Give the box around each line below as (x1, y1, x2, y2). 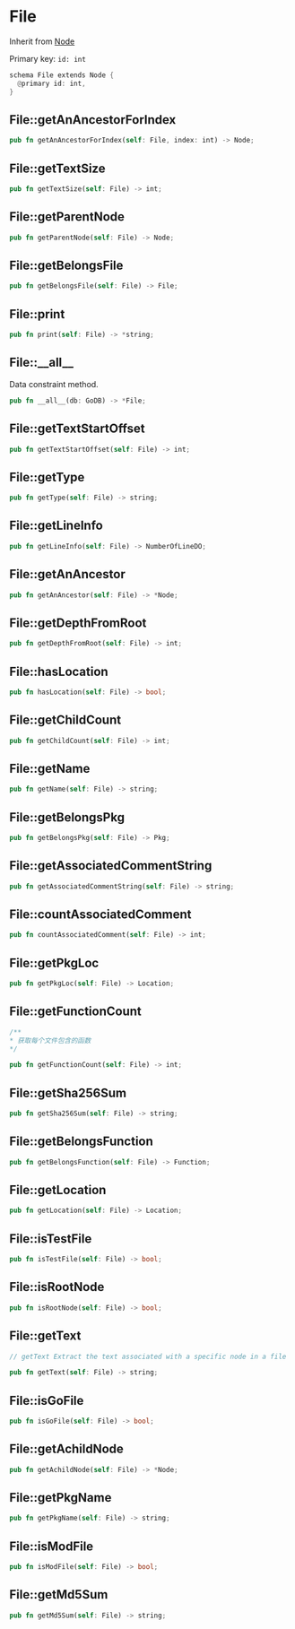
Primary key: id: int (9, 53, 87, 64)
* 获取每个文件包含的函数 (9, 1035, 91, 1045)
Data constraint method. (9, 378, 99, 389)
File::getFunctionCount (9, 1004, 142, 1019)
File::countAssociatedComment (9, 906, 192, 922)
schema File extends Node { (9, 70, 115, 80)
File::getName (9, 760, 91, 776)
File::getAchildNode (9, 1442, 124, 1457)
